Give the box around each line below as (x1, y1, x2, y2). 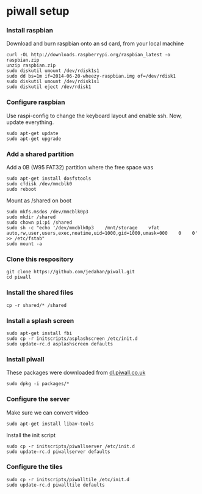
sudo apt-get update (6, 130, 59, 136)
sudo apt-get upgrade (6, 136, 62, 142)
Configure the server (6, 395, 70, 404)
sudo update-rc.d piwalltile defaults (6, 482, 105, 488)
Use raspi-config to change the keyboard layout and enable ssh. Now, (6, 112, 182, 119)
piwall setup (6, 4, 70, 18)
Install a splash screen (6, 316, 74, 325)
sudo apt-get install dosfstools (6, 175, 92, 182)
